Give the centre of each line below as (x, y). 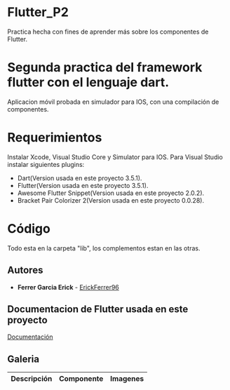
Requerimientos (55, 138)
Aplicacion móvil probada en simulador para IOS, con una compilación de (113, 102)
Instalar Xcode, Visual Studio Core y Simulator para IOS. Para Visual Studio (115, 157)
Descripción (32, 379)
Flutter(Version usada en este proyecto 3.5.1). (83, 185)
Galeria (23, 359)
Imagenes (127, 379)
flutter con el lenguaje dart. (88, 82)
